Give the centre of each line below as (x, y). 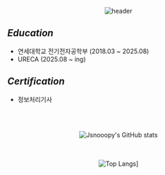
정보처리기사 (35, 99)
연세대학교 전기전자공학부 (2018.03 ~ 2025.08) (83, 51)
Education (31, 33)
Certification (36, 81)
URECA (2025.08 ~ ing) (51, 59)
